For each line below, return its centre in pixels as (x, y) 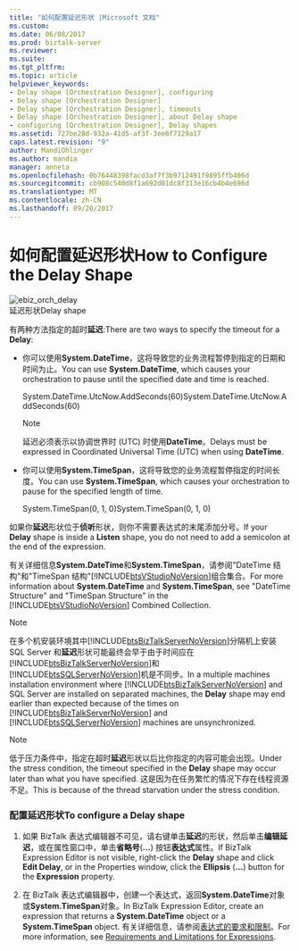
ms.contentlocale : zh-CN (55, 200)
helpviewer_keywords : (50, 84)
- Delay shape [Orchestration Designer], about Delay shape (124, 117)
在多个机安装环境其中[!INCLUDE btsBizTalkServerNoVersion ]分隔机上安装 (143, 640)
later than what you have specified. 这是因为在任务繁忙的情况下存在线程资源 (149, 779)
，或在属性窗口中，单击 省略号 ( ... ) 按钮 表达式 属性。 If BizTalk (141, 847)
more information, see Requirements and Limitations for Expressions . (149, 936)
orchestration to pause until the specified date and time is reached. (145, 379)
